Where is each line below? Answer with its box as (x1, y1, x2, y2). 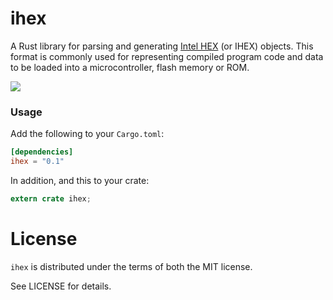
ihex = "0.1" (10, 157, 65, 167)
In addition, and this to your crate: (10, 174, 150, 186)
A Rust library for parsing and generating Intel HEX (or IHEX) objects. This (10, 40, 314, 52)
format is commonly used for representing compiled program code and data (10, 50, 324, 62)
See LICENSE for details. (10, 280, 112, 292)
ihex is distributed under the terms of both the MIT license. (10, 260, 253, 272)
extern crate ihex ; (10, 193, 92, 204)
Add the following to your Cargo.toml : (10, 128, 165, 140)
